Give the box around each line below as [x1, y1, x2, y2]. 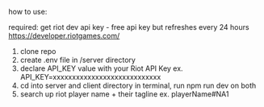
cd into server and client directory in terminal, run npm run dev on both [19, 80, 257, 90]
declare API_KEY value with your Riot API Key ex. [19, 64, 183, 73]
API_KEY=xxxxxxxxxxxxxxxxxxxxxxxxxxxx [19, 72, 161, 81]
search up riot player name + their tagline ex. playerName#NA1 [19, 89, 229, 99]
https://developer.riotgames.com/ [8, 31, 120, 40]
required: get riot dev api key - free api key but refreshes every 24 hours [8, 23, 249, 31]
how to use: [8, 7, 48, 16]
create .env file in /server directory [19, 56, 136, 64]
